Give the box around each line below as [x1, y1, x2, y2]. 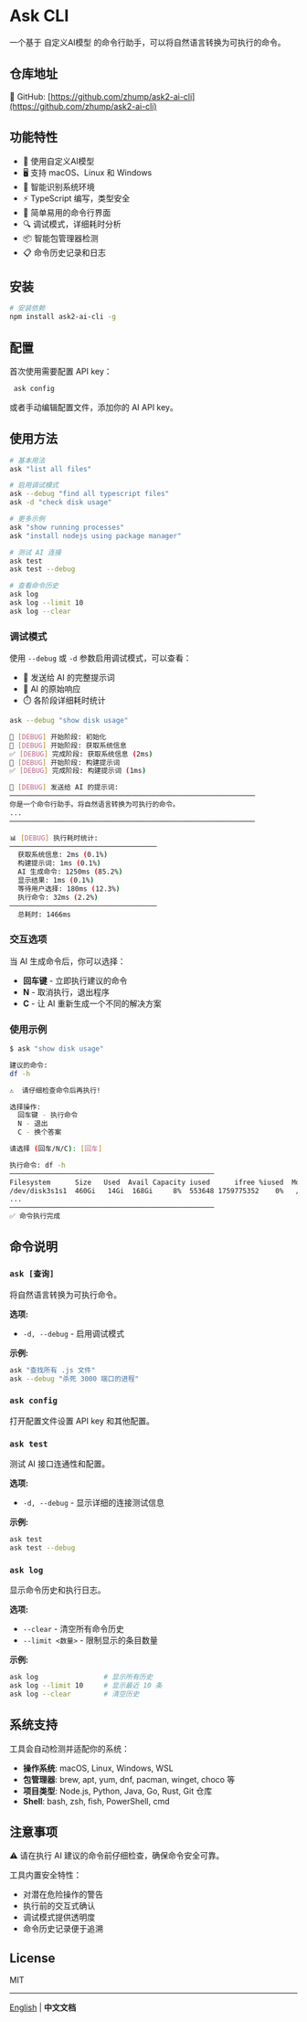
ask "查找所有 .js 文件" [9, 1365, 96, 1375]
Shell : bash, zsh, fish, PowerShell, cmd [22, 1795, 171, 1806]
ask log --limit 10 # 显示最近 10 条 [9, 1680, 163, 1690]
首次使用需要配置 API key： [9, 365, 112, 376]
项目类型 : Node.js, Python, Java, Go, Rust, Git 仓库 [22, 1785, 213, 1796]
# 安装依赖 [9, 303, 46, 313]
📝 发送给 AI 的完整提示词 [22, 672, 116, 683]
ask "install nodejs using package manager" [9, 531, 182, 540]
